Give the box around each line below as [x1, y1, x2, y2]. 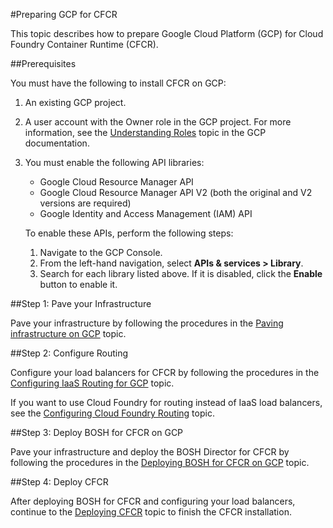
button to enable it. [39, 279, 118, 290]
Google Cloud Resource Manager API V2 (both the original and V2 [39, 187, 313, 198]
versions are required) [39, 197, 132, 209]
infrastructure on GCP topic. [10, 328, 127, 339]
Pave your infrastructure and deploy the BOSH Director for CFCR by [10, 446, 290, 458]
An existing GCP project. [24, 97, 127, 108]
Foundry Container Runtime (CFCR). [10, 39, 159, 50]
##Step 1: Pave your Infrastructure [10, 298, 152, 309]
